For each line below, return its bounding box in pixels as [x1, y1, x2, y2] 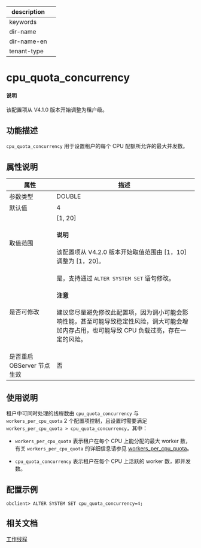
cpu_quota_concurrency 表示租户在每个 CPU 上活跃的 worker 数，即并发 [14, 458, 191, 465]
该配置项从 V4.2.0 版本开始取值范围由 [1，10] [56, 248, 187, 256]
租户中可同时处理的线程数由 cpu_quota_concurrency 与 [6, 410, 139, 417]
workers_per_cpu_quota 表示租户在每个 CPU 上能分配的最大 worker [14, 437, 179, 445]
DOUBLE [56, 192, 81, 201]
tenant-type [9, 47, 44, 55]
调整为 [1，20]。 [56, 257, 105, 265]
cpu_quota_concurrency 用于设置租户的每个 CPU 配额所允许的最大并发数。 [6, 143, 188, 150]
